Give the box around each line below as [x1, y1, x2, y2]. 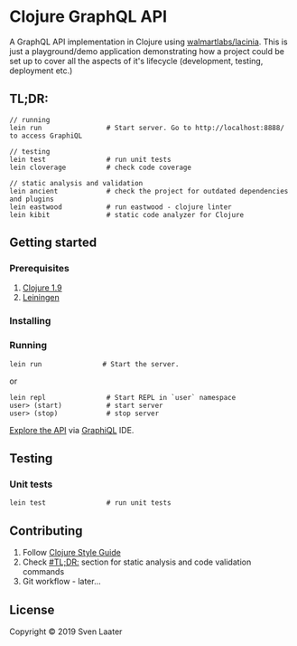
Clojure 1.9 [22, 282, 62, 293]
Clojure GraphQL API [9, 6, 168, 27]
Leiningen [22, 292, 60, 303]
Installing [9, 315, 51, 328]
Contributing [9, 523, 83, 538]
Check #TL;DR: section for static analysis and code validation [22, 556, 252, 567]
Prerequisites [9, 262, 70, 275]
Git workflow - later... [22, 576, 101, 587]
